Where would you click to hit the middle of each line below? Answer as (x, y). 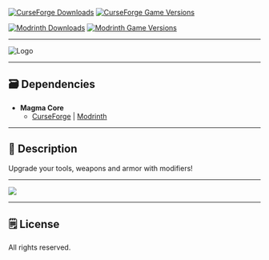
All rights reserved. (40, 247)
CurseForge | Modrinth (69, 116)
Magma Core (42, 107)
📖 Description (43, 149)
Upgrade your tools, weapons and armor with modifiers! (101, 168)
